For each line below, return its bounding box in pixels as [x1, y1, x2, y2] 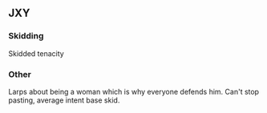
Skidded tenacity [8, 48, 64, 59]
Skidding [8, 30, 44, 42]
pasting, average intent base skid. [8, 95, 120, 105]
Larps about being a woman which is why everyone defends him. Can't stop [8, 87, 259, 96]
